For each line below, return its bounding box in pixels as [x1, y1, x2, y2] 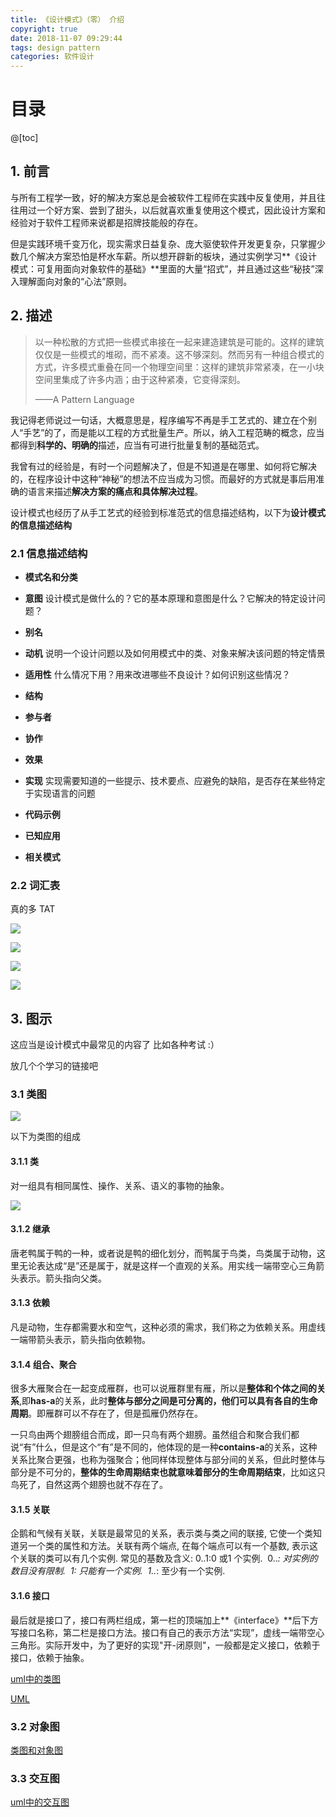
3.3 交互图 [10, 1771, 60, 1785]
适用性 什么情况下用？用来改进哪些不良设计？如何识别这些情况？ [24, 668, 291, 680]
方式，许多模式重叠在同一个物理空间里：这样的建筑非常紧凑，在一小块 [34, 361, 325, 373]
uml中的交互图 [10, 1796, 70, 1808]
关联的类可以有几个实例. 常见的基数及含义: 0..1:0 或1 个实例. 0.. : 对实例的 [18, 1552, 318, 1565]
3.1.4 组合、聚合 [10, 1358, 77, 1370]
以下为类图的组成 [10, 1131, 81, 1143]
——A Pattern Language [34, 393, 135, 405]
